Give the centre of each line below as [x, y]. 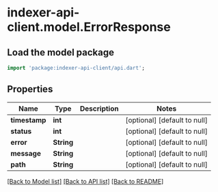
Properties [30, 89]
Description [99, 109]
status [21, 131]
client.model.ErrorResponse [89, 27]
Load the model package [61, 52]
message [26, 153]
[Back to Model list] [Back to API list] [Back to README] [85, 181]
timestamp [28, 120]
